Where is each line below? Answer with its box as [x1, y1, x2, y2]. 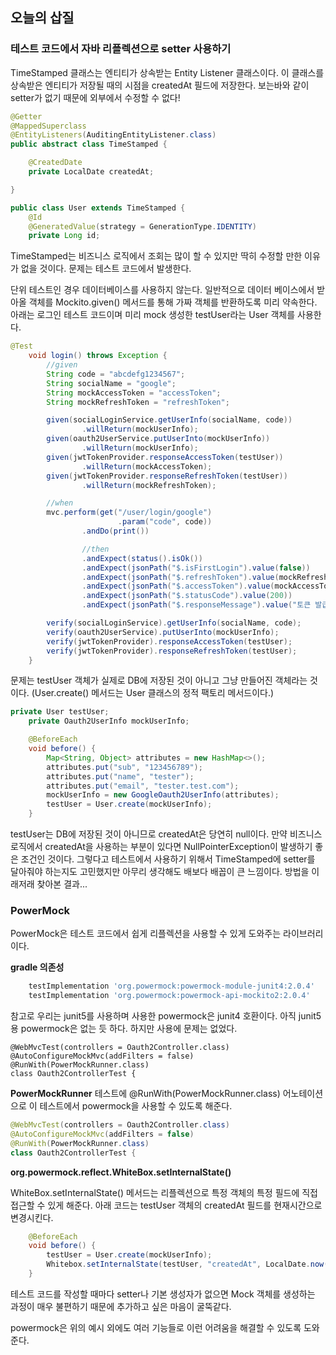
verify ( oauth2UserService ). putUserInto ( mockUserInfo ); [46, 627, 280, 637]
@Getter [10, 111, 43, 122]
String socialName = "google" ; [46, 378, 177, 388]
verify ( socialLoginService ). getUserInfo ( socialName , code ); [46, 618, 302, 628]
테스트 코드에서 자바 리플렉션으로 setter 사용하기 [10, 42, 232, 56]
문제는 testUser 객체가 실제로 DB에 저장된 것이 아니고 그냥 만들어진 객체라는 [10, 674, 308, 687]
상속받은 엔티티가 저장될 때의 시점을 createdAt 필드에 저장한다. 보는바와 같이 [10, 79, 310, 91]
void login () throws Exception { [28, 351, 168, 361]
